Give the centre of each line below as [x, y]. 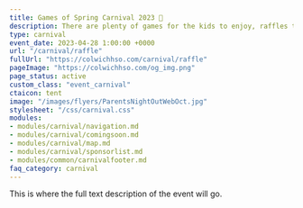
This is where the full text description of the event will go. [116, 194]
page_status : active [48, 77]
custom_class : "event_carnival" [70, 85]
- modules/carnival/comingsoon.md [74, 135]
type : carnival [38, 34]
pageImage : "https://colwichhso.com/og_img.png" [102, 68]
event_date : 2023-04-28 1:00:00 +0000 [82, 43]
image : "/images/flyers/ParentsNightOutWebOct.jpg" [108, 101]
